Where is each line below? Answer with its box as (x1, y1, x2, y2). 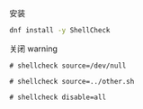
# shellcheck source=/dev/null (9, 61, 127, 70)
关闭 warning (9, 43, 58, 54)
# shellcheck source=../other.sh (9, 77, 135, 86)
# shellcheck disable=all (9, 93, 106, 102)
